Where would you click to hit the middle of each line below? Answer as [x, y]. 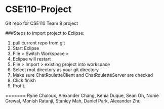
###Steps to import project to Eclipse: [45, 33]
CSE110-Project [38, 9]
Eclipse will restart [32, 59]
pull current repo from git [39, 43]
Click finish [24, 80]
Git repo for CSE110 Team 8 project [42, 23]
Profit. [19, 86]
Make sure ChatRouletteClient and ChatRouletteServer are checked [83, 75]
